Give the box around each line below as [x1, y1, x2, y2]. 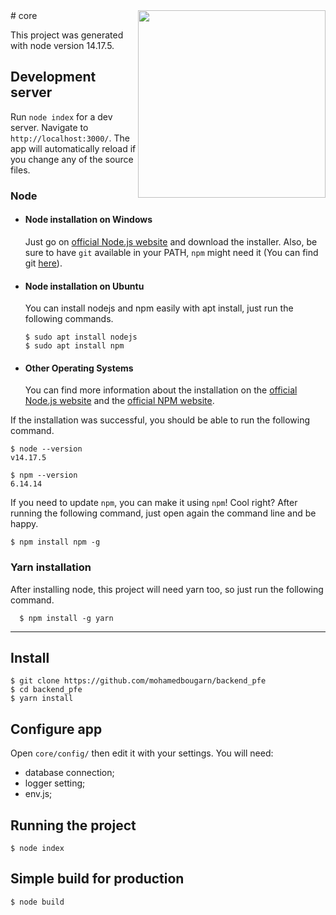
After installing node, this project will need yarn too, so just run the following [10, 583, 324, 595]
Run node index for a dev [10, 110, 113, 123]
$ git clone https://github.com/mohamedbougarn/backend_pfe [10, 676, 267, 686]
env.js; [24, 788, 53, 800]
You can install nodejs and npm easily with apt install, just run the [24, 302, 294, 314]
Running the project [10, 817, 137, 834]
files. [10, 164, 31, 176]
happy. [10, 518, 39, 530]
